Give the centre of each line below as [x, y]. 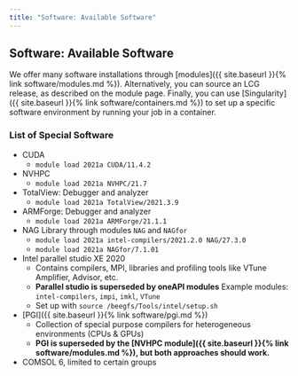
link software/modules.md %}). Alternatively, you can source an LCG [134, 84]
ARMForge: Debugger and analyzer [86, 211]
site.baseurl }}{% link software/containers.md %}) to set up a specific [148, 103]
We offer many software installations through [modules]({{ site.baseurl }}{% [148, 74]
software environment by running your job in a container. [113, 113]
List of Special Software [62, 136]
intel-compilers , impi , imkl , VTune [98, 296]
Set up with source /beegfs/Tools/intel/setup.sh [127, 305]
